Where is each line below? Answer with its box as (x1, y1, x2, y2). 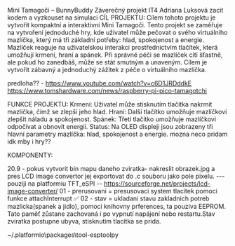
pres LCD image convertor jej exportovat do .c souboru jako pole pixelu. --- (7, 172, 225, 180)
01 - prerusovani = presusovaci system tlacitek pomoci (59, 187, 217, 195)
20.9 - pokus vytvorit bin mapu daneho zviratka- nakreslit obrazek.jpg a (7, 165, 215, 172)
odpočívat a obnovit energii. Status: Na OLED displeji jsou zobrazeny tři (7, 123, 213, 130)
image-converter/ (7, 187, 58, 195)
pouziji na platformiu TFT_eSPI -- (7, 179, 103, 188)
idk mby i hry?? (7, 137, 51, 146)
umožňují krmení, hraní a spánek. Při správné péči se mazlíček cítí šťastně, (7, 50, 223, 59)
